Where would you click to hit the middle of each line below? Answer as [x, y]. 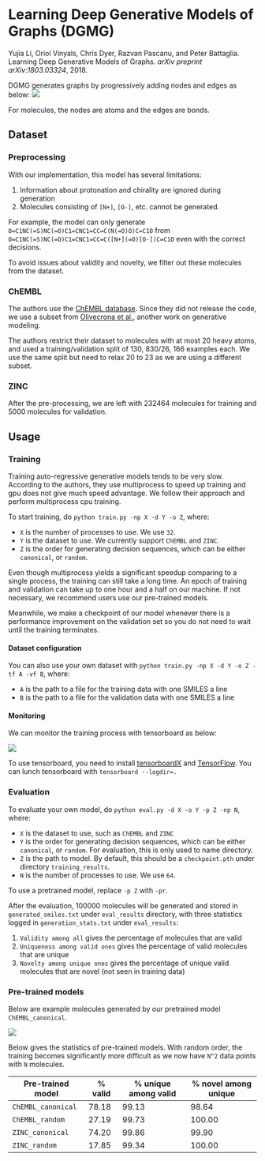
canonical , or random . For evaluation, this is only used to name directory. [136, 850]
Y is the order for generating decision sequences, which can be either [132, 841]
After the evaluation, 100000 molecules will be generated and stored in [123, 905]
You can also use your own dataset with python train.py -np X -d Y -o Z [129, 666]
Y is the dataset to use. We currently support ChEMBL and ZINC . [119, 540]
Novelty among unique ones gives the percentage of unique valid [124, 963]
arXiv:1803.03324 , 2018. [48, 70]
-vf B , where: [48, 674]
